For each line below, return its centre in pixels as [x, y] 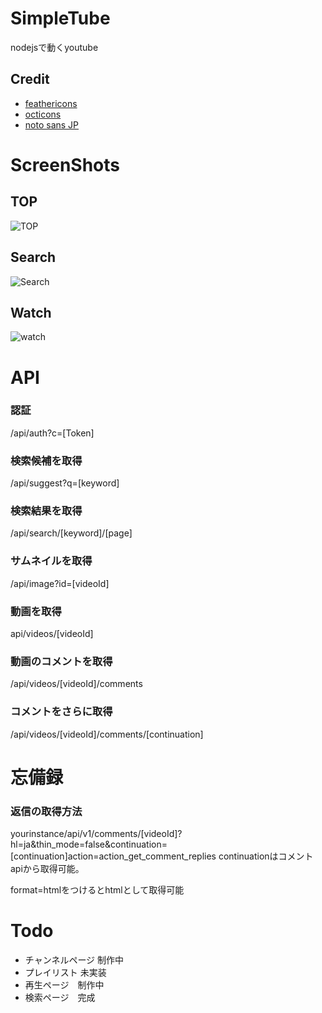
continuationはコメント [266, 856]
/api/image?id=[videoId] [60, 583]
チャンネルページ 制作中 [74, 960]
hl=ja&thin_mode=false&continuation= [89, 844]
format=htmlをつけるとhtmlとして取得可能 [97, 890]
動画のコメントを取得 [61, 661]
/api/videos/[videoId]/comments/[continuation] [107, 734]
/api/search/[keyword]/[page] [71, 533]
